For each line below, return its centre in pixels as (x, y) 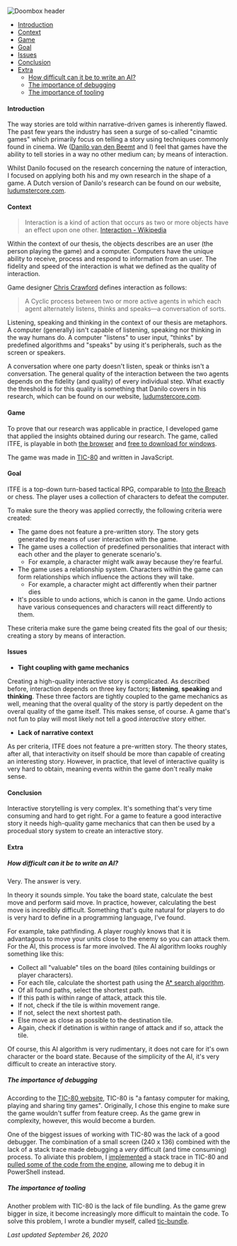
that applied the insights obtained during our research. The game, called (112, 436)
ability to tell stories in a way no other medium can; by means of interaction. (118, 154)
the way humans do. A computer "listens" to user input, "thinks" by (105, 338)
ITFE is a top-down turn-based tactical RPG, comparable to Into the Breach (117, 489)
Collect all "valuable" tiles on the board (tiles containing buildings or (116, 967)
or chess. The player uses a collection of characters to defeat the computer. (118, 496)
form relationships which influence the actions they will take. (106, 576)
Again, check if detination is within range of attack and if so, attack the (121, 1027)
